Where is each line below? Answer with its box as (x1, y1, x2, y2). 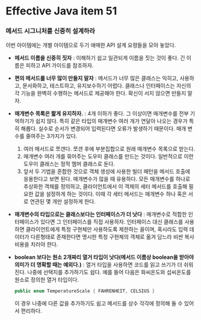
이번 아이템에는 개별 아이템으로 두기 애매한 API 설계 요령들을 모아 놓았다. (5, 42, 176, 49)
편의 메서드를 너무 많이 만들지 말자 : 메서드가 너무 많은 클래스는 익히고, (14, 75, 179, 82)
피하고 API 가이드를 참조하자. (25, 62, 94, 69)
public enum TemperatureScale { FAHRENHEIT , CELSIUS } (14, 288, 155, 294)
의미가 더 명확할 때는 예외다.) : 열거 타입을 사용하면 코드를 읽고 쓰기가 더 (14, 261, 182, 268)
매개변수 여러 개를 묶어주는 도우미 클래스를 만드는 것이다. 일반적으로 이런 (23, 153, 194, 160)
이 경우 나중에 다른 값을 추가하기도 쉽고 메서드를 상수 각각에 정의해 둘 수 (14, 300, 183, 307)
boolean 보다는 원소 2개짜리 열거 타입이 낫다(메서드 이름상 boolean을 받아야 (14, 254, 194, 261)
